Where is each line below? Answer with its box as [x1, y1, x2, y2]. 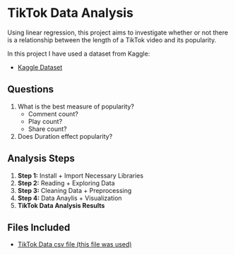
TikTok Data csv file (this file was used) [17, 240, 132, 249]
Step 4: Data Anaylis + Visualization [17, 194, 122, 202]
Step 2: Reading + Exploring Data [17, 178, 115, 187]
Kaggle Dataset [17, 63, 63, 71]
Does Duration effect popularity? [17, 132, 113, 140]
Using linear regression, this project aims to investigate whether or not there [7, 28, 229, 37]
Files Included [7, 221, 71, 233]
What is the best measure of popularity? [17, 102, 135, 111]
